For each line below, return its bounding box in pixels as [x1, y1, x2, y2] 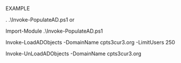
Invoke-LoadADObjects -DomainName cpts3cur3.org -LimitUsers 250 [5, 39, 175, 45]
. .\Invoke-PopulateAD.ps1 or [5, 16, 75, 23]
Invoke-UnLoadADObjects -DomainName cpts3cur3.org [5, 50, 142, 57]
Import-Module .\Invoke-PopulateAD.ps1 [5, 27, 103, 34]
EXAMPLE [5, 5, 30, 12]
